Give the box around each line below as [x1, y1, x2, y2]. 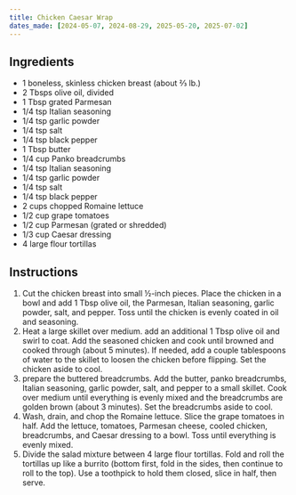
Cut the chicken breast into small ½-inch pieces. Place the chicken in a [21, 288, 282, 299]
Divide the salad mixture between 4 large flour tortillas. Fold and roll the [21, 449, 284, 459]
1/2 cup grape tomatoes [21, 210, 109, 221]
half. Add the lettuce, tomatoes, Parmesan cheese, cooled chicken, [21, 420, 268, 432]
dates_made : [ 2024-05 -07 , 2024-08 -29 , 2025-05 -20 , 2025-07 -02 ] [9, 21, 249, 30]
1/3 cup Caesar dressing [21, 229, 112, 240]
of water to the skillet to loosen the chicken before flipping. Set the [21, 354, 267, 365]
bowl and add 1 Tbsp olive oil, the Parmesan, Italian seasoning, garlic [21, 297, 276, 308]
